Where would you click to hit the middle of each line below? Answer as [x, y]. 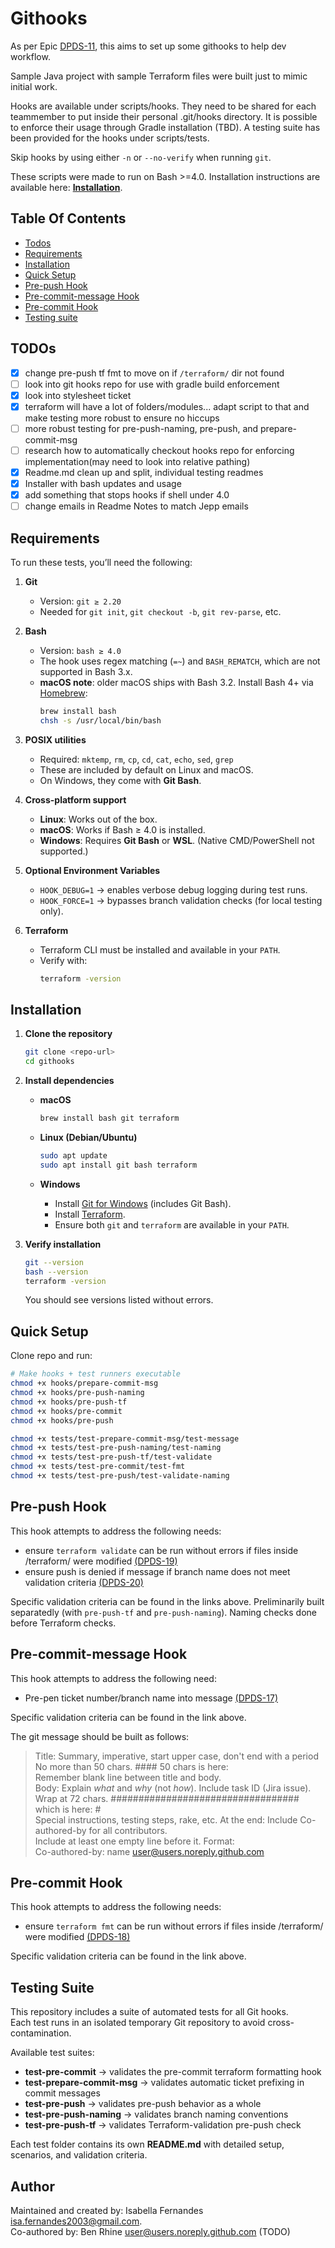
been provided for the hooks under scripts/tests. [110, 138]
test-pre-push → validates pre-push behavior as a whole [143, 2104]
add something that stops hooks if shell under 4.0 [127, 495]
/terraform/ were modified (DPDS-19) [101, 1561]
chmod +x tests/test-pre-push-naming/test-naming [116, 1448]
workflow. [30, 56]
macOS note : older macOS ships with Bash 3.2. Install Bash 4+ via [176, 682]
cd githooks [49, 1062]
